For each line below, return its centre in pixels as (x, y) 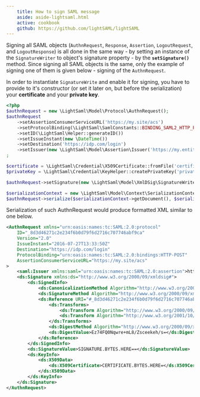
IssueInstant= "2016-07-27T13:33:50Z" (64, 244)
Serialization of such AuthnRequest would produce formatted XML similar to (99, 210)
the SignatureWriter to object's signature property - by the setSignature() (98, 58)
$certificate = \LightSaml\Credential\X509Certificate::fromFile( (90, 166)
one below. (20, 216)
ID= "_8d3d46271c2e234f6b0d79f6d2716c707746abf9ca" (81, 233)
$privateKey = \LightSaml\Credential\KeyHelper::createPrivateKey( (92, 171)
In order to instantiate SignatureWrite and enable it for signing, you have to (98, 82)
